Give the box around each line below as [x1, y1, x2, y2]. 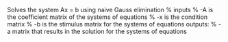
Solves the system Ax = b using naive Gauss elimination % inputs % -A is [7, 6, 214, 14]
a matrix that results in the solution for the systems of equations [7, 27, 187, 35]
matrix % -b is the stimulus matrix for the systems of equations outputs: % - [7, 20, 221, 28]
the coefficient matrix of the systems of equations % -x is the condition [7, 13, 208, 21]
